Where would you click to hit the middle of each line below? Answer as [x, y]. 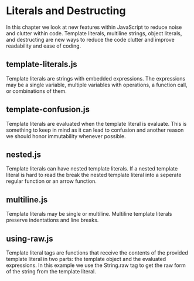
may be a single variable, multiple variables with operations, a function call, [97, 85]
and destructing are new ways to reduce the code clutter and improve [90, 39]
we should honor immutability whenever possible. [66, 136]
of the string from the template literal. [51, 271]
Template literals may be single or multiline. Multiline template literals [89, 214]
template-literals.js [42, 64]
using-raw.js [30, 238]
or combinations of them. [37, 91]
